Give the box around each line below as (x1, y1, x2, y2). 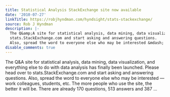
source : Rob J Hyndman (5, 21, 53, 27)
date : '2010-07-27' (5, 12, 47, 17)
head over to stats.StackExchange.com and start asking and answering (5, 69, 154, 76)
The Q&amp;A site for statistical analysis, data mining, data (10, 31, 146, 36)
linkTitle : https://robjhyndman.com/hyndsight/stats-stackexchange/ (5, 17, 153, 22)
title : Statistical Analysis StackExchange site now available (5, 7, 142, 13)
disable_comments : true (5, 45, 56, 50)
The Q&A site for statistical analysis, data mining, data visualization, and (5, 59, 155, 65)
